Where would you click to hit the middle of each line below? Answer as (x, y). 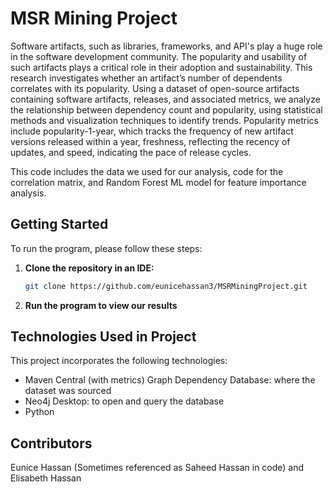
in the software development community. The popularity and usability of (159, 56)
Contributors (51, 443)
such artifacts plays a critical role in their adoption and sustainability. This (161, 67)
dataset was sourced (68, 391)
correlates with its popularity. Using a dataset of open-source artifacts (155, 88)
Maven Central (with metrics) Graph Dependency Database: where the (170, 380)
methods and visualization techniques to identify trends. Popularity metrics (164, 120)
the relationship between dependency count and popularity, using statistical (166, 109)
